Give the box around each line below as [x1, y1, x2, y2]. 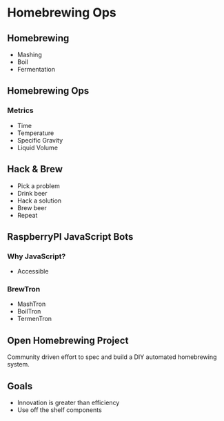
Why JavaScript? [7, 251, 66, 261]
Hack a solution [17, 196, 62, 205]
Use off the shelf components [17, 406, 102, 414]
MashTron [17, 300, 46, 308]
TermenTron [17, 315, 52, 323]
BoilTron [17, 307, 41, 316]
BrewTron [7, 285, 41, 294]
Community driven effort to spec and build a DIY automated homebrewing [7, 353, 217, 361]
